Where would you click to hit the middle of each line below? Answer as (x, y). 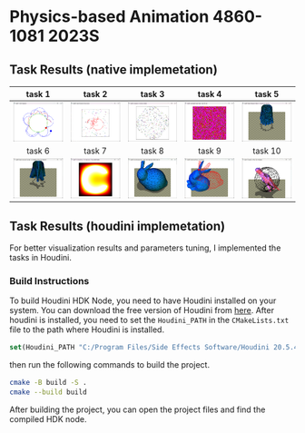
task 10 (267, 151)
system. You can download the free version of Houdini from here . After (142, 310)
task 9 (210, 151)
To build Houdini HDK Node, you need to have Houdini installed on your (143, 300)
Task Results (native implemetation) (113, 69)
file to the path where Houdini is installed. (87, 330)
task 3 (152, 93)
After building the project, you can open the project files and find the (138, 409)
